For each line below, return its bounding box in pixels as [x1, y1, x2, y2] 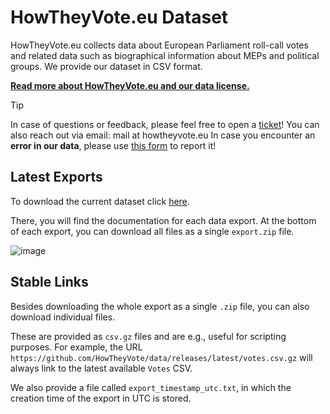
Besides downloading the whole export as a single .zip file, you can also [10, 300, 310, 312]
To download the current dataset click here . [10, 195, 190, 207]
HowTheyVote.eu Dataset [10, 6, 229, 29]
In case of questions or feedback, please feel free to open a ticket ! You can [10, 118, 320, 130]
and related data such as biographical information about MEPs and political [10, 49, 320, 61]
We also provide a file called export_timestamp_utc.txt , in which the [10, 381, 292, 393]
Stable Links [10, 274, 89, 291]
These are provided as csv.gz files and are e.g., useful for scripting [10, 330, 287, 342]
